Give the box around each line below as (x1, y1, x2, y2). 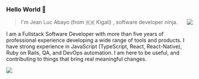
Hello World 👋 (6, 5, 46, 14)
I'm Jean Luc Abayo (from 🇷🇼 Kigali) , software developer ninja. (20, 19, 178, 26)
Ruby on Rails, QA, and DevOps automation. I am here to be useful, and (6, 50, 179, 57)
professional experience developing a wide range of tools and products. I (6, 37, 185, 44)
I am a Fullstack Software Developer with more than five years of (6, 31, 164, 38)
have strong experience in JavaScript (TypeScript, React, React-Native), (6, 43, 182, 50)
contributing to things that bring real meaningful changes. (6, 55, 147, 62)
